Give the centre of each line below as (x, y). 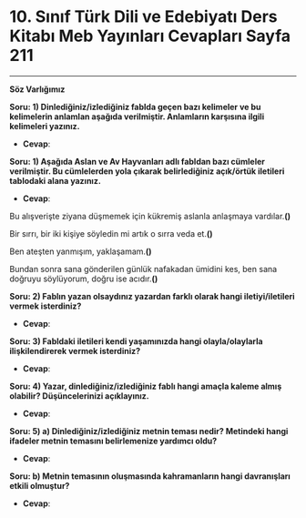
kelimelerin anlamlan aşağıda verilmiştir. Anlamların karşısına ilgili (137, 117)
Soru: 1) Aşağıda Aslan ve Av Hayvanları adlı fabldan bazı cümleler (138, 161)
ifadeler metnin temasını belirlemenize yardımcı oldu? (113, 441)
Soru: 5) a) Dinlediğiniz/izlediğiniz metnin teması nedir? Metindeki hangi (149, 431)
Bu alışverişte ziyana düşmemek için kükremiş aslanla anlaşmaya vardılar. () (150, 216)
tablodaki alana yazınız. (56, 180)
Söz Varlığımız (37, 89)
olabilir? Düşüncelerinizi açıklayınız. (79, 396)
